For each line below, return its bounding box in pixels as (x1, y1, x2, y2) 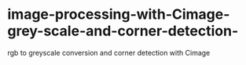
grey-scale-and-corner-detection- (7, 22, 239, 40)
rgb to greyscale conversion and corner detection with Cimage (7, 48, 211, 57)
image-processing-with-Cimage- (7, 5, 230, 23)
